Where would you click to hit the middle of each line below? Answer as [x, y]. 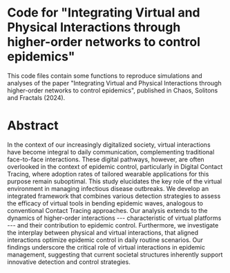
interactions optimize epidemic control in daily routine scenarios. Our [105, 240]
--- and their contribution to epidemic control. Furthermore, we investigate [113, 225]
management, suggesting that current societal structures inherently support [115, 254]
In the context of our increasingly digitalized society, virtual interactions [109, 144]
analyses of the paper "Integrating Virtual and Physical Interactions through [115, 83]
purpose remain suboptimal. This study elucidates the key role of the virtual [115, 181]
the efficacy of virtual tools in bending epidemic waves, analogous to [105, 203]
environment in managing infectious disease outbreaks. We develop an [108, 188]
